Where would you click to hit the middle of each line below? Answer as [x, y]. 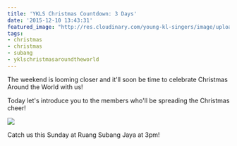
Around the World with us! [45, 87]
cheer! [17, 108]
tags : [15, 33]
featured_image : [31, 27]
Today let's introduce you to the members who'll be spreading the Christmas [119, 100]
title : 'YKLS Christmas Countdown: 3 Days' [72, 14]
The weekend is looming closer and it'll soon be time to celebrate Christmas [117, 79]
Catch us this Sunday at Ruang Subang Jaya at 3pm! [84, 135]
